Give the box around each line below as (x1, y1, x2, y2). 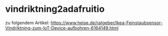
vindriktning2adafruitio (5, 3, 105, 15)
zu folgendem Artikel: (5, 20, 50, 26)
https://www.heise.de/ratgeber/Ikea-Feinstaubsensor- (50, 20, 163, 26)
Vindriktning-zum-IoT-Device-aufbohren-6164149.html (5, 25, 119, 31)
